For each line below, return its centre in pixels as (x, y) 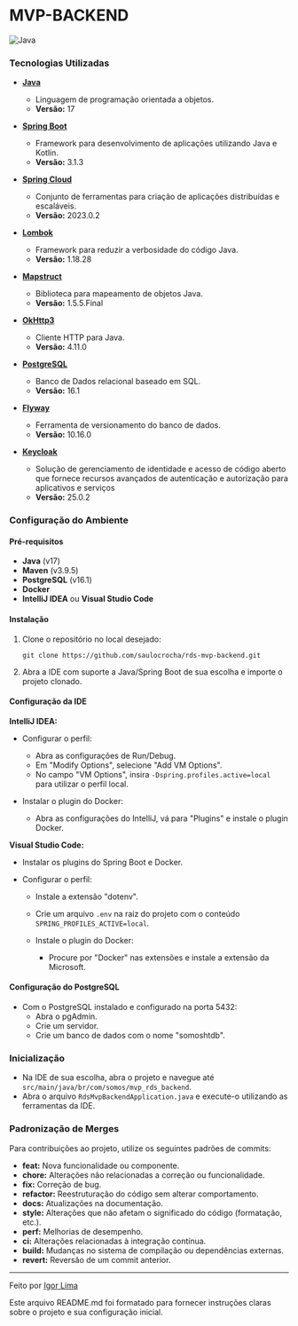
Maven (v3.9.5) (50, 571)
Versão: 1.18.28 (63, 259)
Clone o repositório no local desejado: (91, 639)
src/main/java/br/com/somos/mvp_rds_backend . (107, 1087)
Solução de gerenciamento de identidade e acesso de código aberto (161, 469)
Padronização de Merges (64, 1129)
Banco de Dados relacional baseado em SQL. (118, 382)
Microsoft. (67, 967)
